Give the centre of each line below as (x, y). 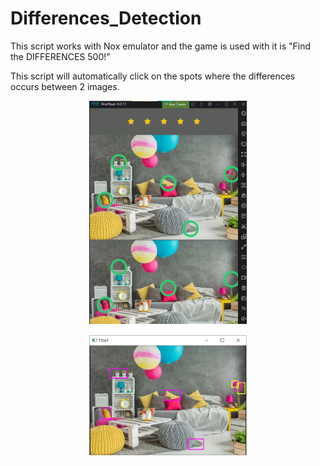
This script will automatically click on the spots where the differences (153, 76)
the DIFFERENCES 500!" (60, 56)
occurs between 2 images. (65, 86)
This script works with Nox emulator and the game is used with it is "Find (161, 46)
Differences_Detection (106, 18)
